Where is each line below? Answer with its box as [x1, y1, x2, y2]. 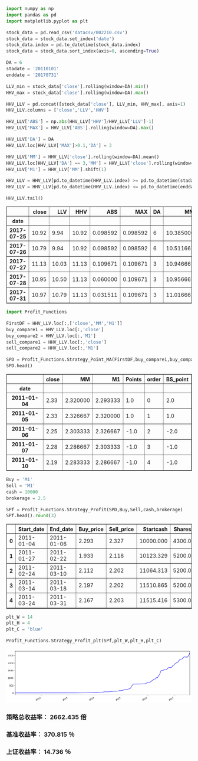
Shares [173, 525, 192, 533]
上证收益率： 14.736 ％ [6, 747, 71, 756]
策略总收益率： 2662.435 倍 [6, 713, 87, 721]
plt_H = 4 [6, 620, 31, 626]
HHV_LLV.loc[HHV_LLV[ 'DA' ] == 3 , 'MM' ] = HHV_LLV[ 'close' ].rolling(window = [6, 160, 194, 166]
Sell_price [108, 525, 134, 533]
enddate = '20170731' [6, 72, 60, 78]
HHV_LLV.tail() [6, 195, 44, 201]
